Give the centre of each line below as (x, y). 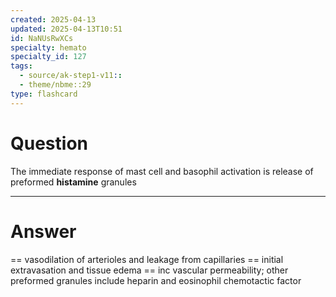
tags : (21, 66)
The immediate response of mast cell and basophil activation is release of (162, 171)
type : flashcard (44, 94)
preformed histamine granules (73, 182)
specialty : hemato (48, 47)
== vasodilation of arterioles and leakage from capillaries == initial (147, 259)
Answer (43, 231)
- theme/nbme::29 (55, 85)
